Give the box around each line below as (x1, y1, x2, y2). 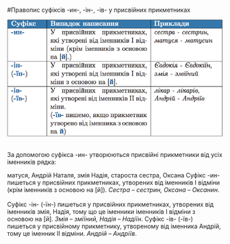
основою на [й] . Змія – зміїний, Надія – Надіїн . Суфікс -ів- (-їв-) (7, 215, 194, 223)
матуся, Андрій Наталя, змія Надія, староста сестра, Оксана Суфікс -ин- (7, 171, 220, 179)
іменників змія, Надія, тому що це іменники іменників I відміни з (7, 207, 196, 215)
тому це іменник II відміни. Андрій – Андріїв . (7, 229, 137, 237)
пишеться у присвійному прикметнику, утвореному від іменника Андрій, (7, 222, 221, 230)
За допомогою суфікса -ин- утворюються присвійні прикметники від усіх (7, 150, 222, 158)
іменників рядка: (7, 158, 57, 166)
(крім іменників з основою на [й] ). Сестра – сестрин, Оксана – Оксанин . (7, 185, 220, 194)
